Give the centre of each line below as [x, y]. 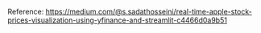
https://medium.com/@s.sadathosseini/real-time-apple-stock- [149, 12]
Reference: [26, 12]
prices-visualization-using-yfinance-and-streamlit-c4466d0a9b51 [117, 20]
